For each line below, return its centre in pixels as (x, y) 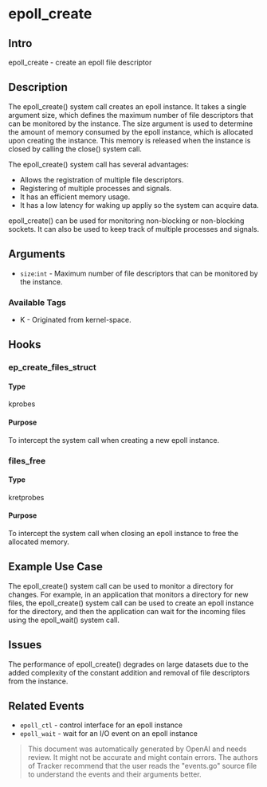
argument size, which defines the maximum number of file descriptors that (131, 115)
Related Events (46, 706)
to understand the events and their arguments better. (114, 774)
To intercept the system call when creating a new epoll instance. (114, 440)
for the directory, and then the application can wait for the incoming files (127, 611)
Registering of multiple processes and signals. (96, 188)
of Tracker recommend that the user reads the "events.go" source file (142, 766)
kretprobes (26, 497)
